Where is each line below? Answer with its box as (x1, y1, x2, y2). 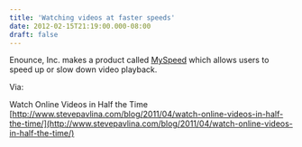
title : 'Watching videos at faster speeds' (9, 13, 176, 23)
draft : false (9, 30, 59, 39)
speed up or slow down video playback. (9, 64, 158, 75)
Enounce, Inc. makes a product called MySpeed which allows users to (9, 55, 270, 66)
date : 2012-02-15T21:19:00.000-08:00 (9, 22, 151, 31)
